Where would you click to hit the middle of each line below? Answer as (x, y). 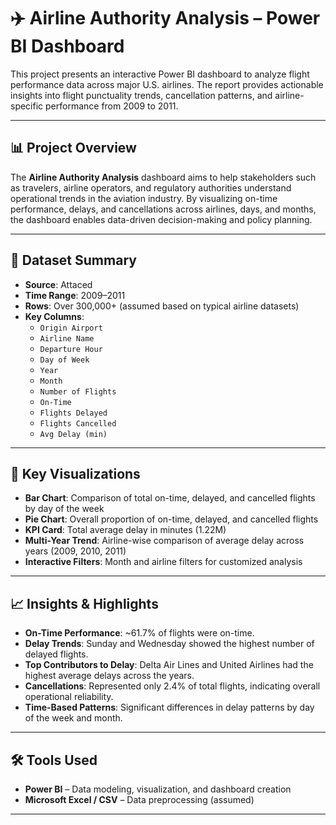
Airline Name (67, 338)
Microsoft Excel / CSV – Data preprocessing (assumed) (139, 799)
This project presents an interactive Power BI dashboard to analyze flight (160, 74)
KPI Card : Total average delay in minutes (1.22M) (125, 530)
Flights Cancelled (78, 423)
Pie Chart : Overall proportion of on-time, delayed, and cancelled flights (171, 519)
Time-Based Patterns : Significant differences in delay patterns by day (169, 707)
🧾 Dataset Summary (73, 260)
